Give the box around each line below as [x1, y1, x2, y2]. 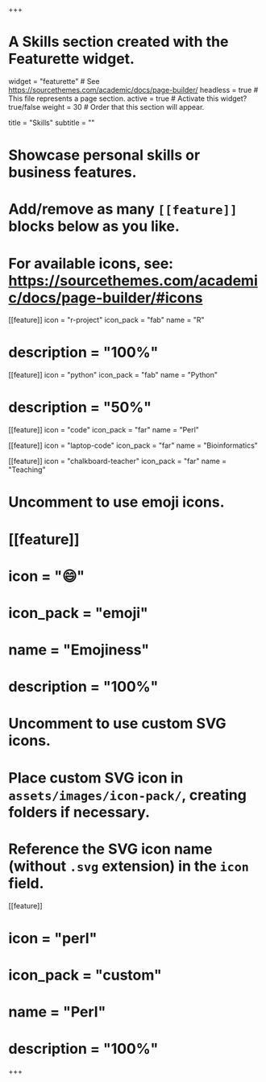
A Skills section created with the [8, 33, 229, 51]
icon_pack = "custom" [8, 966, 163, 984]
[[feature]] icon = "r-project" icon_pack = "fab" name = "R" [8, 315, 205, 325]
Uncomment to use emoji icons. [8, 493, 225, 512]
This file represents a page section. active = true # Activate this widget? [8, 94, 247, 103]
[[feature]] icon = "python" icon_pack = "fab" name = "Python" [8, 370, 218, 380]
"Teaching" [8, 465, 46, 474]
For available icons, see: [8, 254, 174, 273]
